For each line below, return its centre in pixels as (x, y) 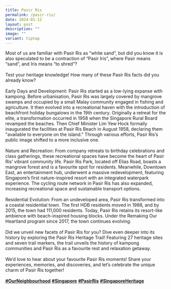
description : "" (22, 29)
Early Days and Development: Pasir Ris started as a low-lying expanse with (84, 91)
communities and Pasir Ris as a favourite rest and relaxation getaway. (78, 248)
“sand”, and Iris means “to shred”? (41, 64)
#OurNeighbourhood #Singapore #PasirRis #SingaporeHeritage (75, 281)
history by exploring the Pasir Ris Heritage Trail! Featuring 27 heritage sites (84, 237)
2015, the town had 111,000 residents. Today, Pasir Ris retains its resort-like (84, 210)
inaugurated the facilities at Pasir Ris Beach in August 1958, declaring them (84, 129)
